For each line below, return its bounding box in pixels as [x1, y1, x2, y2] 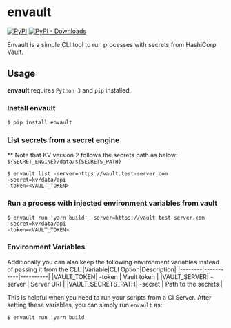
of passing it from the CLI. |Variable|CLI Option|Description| [7, 265, 177, 273]
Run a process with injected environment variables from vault [7, 198, 218, 208]
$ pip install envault [7, 119, 72, 126]
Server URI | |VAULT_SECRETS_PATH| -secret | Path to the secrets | [30, 280, 223, 288]
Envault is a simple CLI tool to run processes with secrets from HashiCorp [7, 40, 217, 48]
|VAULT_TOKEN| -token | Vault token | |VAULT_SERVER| [51, 272, 209, 280]
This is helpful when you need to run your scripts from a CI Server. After [7, 293, 212, 301]
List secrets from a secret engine [7, 135, 120, 145]
